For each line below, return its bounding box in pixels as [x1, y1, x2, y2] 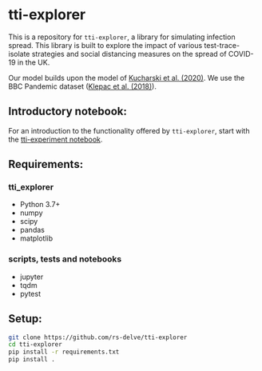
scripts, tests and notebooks [8, 253, 122, 265]
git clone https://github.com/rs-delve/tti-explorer [8, 333, 188, 341]
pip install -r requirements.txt [8, 348, 120, 357]
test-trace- [204, 40, 240, 50]
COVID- [228, 49, 254, 58]
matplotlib [19, 233, 54, 243]
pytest [19, 289, 42, 298]
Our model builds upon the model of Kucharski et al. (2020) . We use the [8, 73, 245, 82]
